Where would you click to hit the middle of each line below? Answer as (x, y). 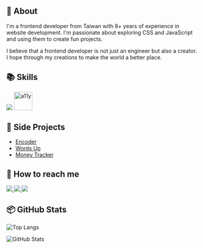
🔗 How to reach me (43, 174)
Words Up (28, 148)
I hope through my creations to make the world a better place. (84, 57)
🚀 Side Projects (36, 127)
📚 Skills (22, 77)
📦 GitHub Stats (37, 209)
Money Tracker (34, 155)
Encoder (26, 142)
